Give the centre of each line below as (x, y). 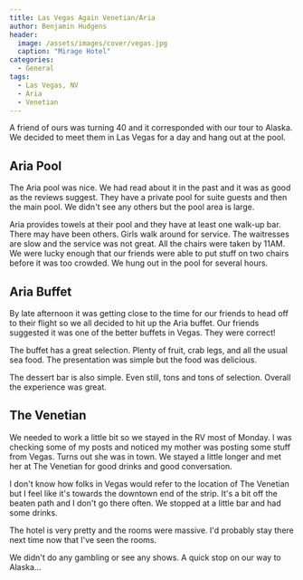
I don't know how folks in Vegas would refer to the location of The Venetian (149, 483)
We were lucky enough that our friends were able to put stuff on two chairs (149, 254)
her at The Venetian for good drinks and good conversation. (121, 466)
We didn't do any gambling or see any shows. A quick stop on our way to (146, 557)
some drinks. (33, 512)
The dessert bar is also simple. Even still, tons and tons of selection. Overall (150, 377)
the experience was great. (58, 387)
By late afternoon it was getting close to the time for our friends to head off (149, 313)
